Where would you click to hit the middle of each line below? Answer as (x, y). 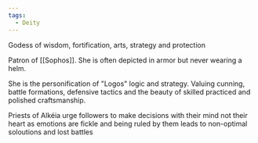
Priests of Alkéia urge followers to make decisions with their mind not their (128, 115)
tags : (17, 15)
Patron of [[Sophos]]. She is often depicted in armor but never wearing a (125, 60)
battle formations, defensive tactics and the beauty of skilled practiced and (129, 91)
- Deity (28, 23)
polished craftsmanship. (47, 100)
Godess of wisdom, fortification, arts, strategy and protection (107, 45)
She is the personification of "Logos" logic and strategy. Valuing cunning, (127, 84)
